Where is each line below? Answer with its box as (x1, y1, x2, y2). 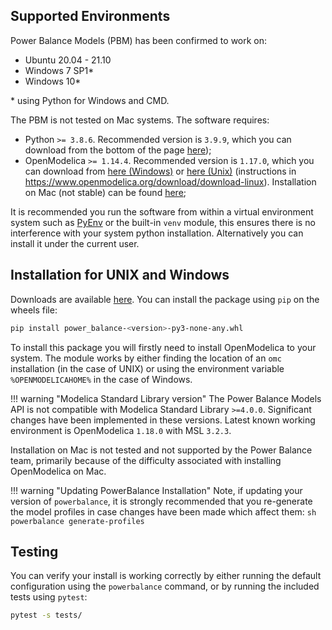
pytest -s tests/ (10, 610, 83, 621)
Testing (10, 543, 59, 560)
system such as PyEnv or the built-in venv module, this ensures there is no (10, 216, 316, 228)
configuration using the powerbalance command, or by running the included (10, 580, 320, 593)
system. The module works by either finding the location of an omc (10, 352, 282, 364)
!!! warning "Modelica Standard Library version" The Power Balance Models (10, 392, 322, 404)
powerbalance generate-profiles (10, 516, 145, 526)
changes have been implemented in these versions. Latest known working (10, 414, 316, 426)
